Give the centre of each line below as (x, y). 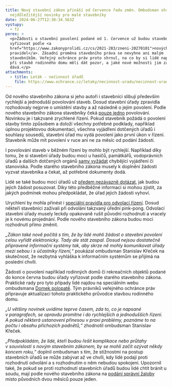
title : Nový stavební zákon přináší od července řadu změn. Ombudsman (82, 10)
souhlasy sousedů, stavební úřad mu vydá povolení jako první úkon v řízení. (85, 135)
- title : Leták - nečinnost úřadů (47, 77)
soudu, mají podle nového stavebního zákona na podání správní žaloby (80, 374)
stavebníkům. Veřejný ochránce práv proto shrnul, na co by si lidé (84, 58)
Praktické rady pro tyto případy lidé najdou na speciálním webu (72, 283)
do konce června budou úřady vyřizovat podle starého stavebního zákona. (84, 277)
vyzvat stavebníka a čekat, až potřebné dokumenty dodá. (66, 172)
